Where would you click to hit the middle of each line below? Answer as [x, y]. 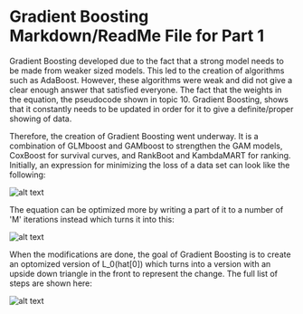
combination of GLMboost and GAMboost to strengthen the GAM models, [146, 146]
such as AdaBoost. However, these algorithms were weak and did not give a [151, 80]
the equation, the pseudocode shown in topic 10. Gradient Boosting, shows [149, 99]
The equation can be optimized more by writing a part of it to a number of [147, 209]
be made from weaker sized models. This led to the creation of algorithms [147, 71]
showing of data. [41, 119]
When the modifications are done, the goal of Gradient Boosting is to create [150, 254]
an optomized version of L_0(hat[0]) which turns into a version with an [140, 263]
